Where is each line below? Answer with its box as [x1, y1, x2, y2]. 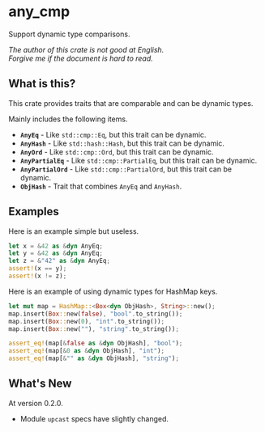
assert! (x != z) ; [8, 272, 67, 281]
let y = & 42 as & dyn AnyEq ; [8, 249, 104, 257]
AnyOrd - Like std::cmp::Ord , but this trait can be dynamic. [19, 146, 214, 156]
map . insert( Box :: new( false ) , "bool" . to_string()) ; [8, 310, 183, 318]
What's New [8, 377, 72, 391]
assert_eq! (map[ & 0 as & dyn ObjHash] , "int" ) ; [8, 347, 165, 355]
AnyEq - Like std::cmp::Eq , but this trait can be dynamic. [19, 129, 207, 139]
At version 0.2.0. [8, 398, 63, 408]
